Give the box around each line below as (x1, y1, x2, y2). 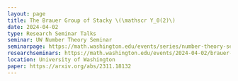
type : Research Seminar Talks (7, 30, 97, 37)
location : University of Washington (7, 56, 115, 63)
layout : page (7, 10, 46, 18)
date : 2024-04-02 (7, 23, 59, 30)
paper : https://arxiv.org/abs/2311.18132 (7, 63, 132, 70)
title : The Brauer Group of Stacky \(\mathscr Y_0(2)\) (7, 17, 176, 24)
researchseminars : (7, 50, 62, 57)
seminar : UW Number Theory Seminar (7, 37, 113, 44)
